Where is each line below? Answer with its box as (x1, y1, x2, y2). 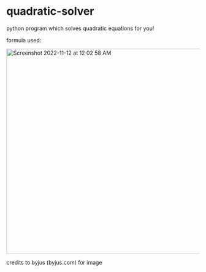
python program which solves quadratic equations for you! (6, 25, 154, 32)
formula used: (6, 36, 42, 44)
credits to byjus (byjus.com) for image (6, 258, 102, 266)
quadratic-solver (6, 4, 94, 18)
